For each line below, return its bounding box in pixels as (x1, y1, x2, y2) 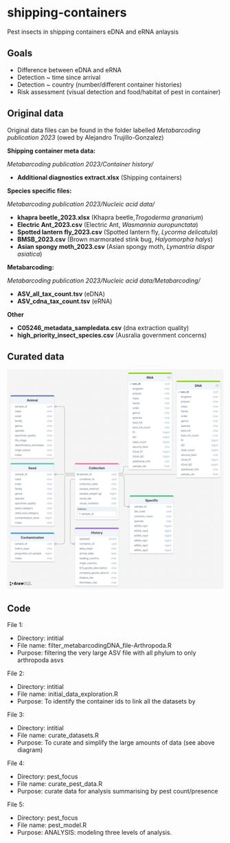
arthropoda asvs (16, 656, 64, 664)
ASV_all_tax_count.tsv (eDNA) (16, 289, 105, 298)
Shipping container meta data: (7, 146, 96, 155)
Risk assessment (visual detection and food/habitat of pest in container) (16, 87, 221, 96)
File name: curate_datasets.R (16, 731, 100, 740)
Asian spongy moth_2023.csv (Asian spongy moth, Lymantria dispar (16, 242, 215, 250)
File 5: (7, 800, 25, 809)
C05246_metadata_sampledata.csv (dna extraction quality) (16, 323, 189, 331)
